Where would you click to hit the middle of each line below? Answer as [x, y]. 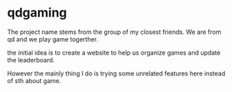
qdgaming [37, 13]
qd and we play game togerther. [53, 39]
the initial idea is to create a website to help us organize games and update [114, 53]
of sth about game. [34, 80]
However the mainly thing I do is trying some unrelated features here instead [116, 73]
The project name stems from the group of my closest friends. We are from [114, 32]
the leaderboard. [31, 59]
